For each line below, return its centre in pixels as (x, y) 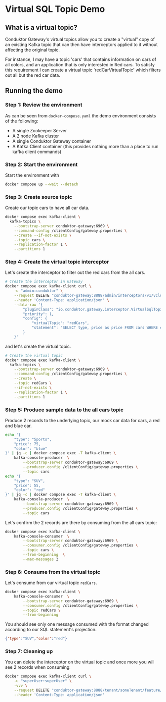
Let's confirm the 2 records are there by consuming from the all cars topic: (81, 522)
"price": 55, (27, 486)
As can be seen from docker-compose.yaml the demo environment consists (81, 115)
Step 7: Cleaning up (29, 651)
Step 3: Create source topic (39, 197)
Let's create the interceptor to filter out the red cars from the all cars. (75, 272)
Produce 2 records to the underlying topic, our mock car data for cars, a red (82, 420)
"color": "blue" (31, 449)
